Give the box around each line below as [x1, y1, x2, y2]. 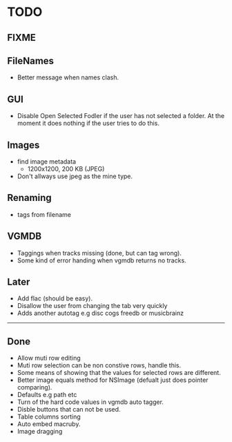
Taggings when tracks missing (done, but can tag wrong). [17, 249, 182, 257]
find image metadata [17, 157, 77, 166]
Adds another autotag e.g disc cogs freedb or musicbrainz [17, 309, 184, 318]
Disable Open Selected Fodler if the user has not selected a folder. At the [17, 112, 225, 120]
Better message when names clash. [17, 73, 119, 81]
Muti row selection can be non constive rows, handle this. [17, 361, 182, 369]
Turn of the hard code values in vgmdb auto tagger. [17, 398, 164, 406]
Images [7, 139, 40, 151]
